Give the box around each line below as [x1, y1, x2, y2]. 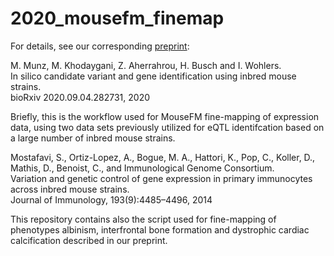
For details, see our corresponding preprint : [10, 40, 190, 52]
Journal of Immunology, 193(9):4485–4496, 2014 [10, 193, 213, 206]
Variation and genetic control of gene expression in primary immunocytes [10, 172, 313, 184]
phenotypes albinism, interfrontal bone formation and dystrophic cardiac [10, 223, 310, 236]
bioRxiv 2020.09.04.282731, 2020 [10, 91, 151, 103]
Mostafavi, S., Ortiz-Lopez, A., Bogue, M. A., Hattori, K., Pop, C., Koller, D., [10, 151, 316, 163]
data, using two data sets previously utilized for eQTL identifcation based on [10, 121, 325, 133]
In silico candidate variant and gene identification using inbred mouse [10, 70, 297, 82]
